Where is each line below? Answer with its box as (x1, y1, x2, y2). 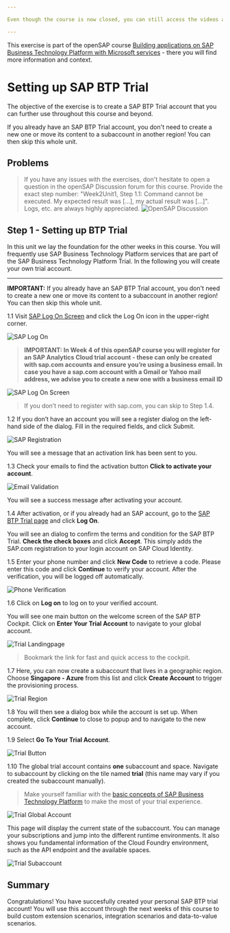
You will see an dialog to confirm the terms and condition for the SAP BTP (7, 530, 214, 539)
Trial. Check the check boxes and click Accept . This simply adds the (7, 537, 203, 545)
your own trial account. (7, 265, 73, 273)
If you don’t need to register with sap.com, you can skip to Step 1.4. (23, 402, 214, 410)
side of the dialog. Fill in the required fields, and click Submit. (23, 423, 195, 431)
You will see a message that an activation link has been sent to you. (7, 449, 197, 457)
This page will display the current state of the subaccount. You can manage (7, 824, 220, 832)
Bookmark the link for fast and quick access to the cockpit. (23, 653, 190, 662)
